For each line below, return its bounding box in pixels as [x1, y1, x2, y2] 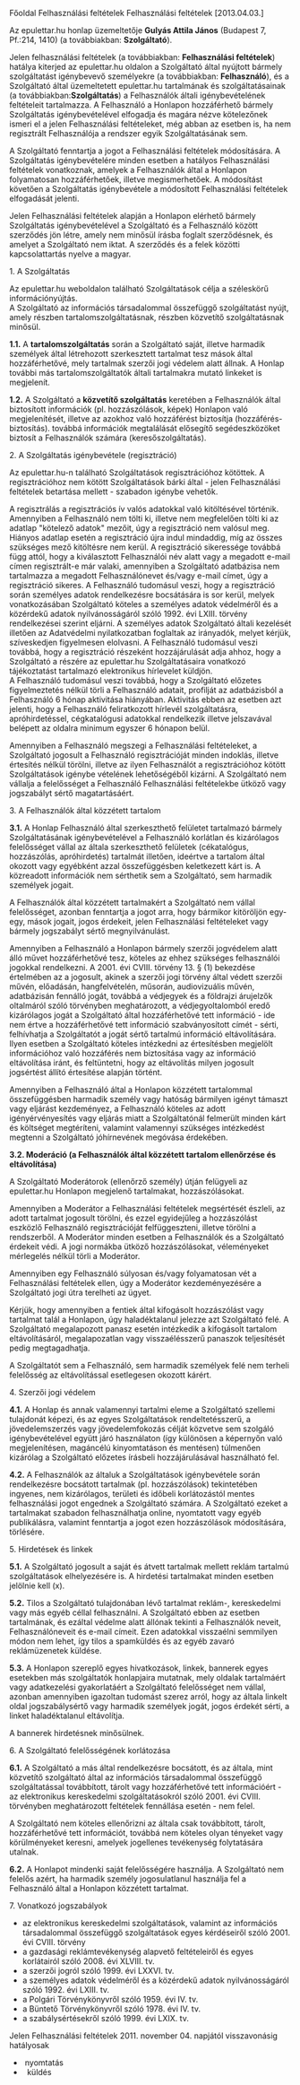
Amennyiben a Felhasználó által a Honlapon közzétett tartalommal [9, 1084, 253, 1095]
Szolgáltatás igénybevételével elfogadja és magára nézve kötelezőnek [9, 109, 269, 119]
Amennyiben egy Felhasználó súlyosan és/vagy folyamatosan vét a [9, 1268, 257, 1279]
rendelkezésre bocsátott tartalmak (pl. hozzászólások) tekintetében [9, 1479, 258, 1490]
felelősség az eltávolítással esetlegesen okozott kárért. [9, 1369, 212, 1380]
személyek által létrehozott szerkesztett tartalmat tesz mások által [9, 349, 253, 359]
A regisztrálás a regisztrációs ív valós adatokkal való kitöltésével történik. [9, 504, 279, 514]
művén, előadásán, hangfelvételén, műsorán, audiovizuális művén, [9, 981, 255, 992]
